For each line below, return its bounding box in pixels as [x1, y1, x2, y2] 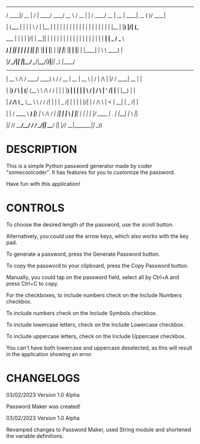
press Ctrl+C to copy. [6, 280, 59, 287]
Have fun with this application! [6, 180, 81, 187]
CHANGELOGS [6, 372, 80, 385]
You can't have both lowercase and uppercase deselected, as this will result [6, 344, 192, 351]
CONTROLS [6, 201, 65, 215]
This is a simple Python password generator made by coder [6, 162, 153, 169]
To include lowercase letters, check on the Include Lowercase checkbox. [6, 321, 185, 328]
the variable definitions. [6, 432, 64, 439]
